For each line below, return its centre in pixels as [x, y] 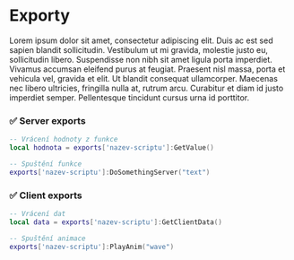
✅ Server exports [48, 120]
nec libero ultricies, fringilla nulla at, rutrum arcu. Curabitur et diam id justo [147, 88]
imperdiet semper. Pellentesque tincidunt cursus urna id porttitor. [129, 97]
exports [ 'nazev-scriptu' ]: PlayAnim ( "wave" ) [92, 247]
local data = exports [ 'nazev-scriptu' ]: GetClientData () [116, 222]
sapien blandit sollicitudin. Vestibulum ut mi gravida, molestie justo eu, [139, 49]
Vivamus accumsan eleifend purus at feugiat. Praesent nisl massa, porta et [147, 69]
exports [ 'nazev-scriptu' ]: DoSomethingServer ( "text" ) [110, 172]
